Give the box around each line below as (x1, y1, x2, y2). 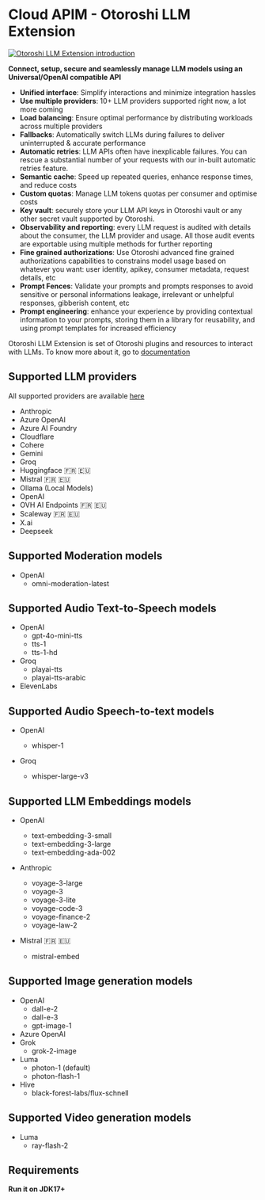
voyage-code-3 (31, 904, 83, 912)
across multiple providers (19, 121, 103, 131)
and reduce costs (19, 180, 78, 189)
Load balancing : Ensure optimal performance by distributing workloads (19, 112, 253, 122)
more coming (19, 105, 63, 114)
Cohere (19, 440, 45, 449)
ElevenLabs (19, 681, 58, 691)
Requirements (8, 1164, 79, 1177)
